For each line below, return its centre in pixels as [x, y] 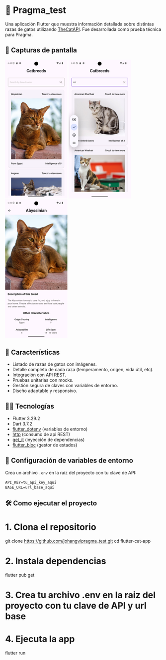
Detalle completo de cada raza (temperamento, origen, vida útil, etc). [83, 369]
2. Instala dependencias [56, 561]
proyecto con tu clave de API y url [76, 606]
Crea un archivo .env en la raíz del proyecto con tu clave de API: [71, 472]
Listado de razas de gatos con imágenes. [54, 364]
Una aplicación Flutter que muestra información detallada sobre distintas [80, 24]
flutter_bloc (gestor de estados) [45, 445]
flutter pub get [20, 575]
